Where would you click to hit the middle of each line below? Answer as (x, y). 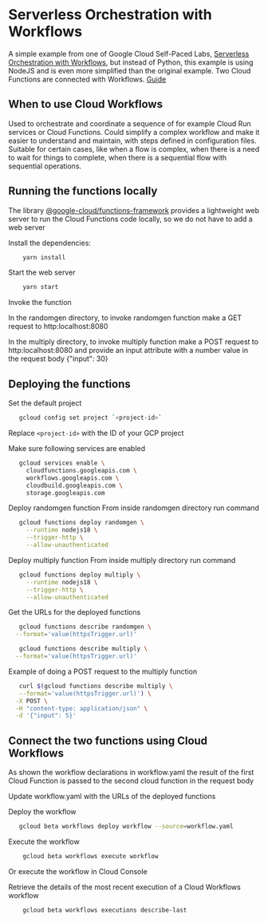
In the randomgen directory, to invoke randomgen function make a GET (125, 318)
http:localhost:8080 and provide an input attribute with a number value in (128, 350)
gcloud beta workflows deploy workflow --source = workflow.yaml (126, 827)
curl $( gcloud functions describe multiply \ (96, 686)
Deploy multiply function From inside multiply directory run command (122, 560)
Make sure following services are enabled (77, 448)
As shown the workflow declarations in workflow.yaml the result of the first (131, 773)
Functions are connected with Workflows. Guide (87, 79)
